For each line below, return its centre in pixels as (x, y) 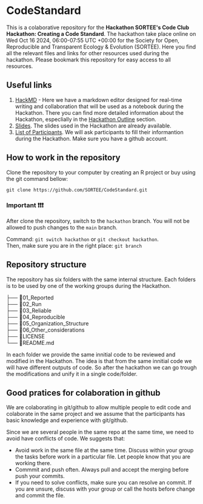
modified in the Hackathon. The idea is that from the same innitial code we (99, 361)
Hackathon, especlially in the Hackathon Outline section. (85, 119)
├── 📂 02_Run (24, 304)
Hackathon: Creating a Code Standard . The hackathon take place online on (101, 33)
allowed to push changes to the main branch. (62, 227)
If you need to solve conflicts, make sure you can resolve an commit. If (103, 483)
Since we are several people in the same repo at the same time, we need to (100, 432)
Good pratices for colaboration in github (83, 393)
